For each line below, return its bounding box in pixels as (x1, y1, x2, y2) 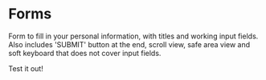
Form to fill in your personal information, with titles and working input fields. (8, 31, 259, 41)
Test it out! (8, 63, 44, 73)
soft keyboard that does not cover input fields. (8, 48, 162, 58)
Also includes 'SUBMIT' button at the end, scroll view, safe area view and (8, 39, 251, 49)
